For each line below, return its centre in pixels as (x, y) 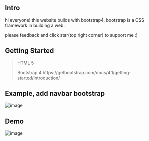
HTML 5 (26, 63)
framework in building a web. (35, 25)
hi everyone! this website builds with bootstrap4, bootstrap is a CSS (75, 20)
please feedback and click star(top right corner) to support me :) (72, 35)
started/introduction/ (39, 78)
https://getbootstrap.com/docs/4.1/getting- (87, 72)
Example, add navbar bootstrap (55, 93)
